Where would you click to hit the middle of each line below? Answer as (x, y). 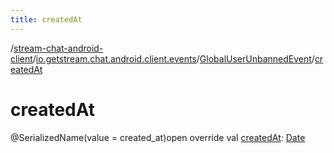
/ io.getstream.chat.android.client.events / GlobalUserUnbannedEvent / (173, 58)
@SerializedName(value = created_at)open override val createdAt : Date (158, 137)
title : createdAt (46, 19)
